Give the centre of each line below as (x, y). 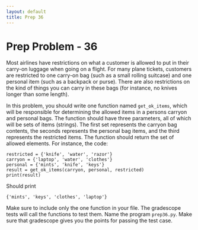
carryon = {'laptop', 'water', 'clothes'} (59, 160)
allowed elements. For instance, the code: (57, 143)
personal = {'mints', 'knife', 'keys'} (55, 165)
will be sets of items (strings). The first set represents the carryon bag (92, 124)
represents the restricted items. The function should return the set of (90, 138)
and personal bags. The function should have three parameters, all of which (99, 119)
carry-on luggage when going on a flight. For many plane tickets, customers (99, 69)
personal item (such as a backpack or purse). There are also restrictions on (98, 82)
